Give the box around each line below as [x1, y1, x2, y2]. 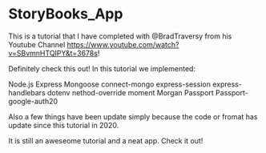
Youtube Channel [8, 39, 66, 49]
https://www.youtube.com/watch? [66, 39, 179, 49]
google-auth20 [8, 96, 58, 106]
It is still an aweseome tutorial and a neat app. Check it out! [8, 135, 204, 145]
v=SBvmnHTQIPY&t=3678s [8, 48, 99, 58]
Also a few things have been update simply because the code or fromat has [8, 111, 258, 121]
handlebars [8, 87, 46, 97]
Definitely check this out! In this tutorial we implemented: [8, 63, 196, 73]
